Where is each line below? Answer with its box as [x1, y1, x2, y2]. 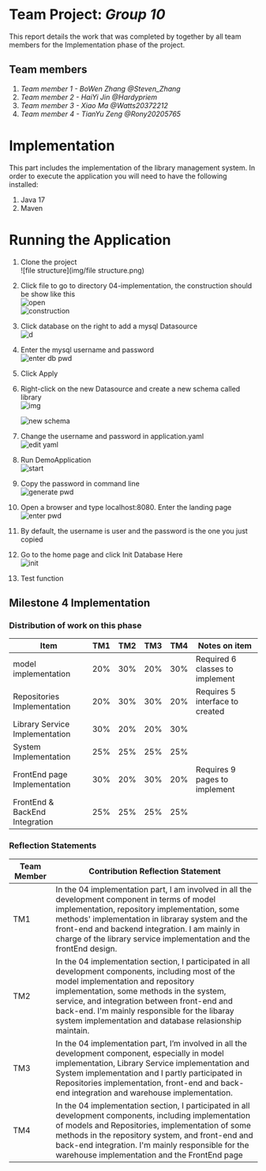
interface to [195, 696, 239, 707]
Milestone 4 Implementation [9, 596, 151, 610]
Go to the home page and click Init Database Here [20, 550, 183, 559]
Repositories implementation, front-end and [55, 1077, 219, 1088]
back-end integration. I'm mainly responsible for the [55, 1139, 249, 1150]
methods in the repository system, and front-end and [55, 1129, 253, 1140]
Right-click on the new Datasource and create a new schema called [20, 384, 241, 393]
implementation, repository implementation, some [55, 903, 240, 914]
